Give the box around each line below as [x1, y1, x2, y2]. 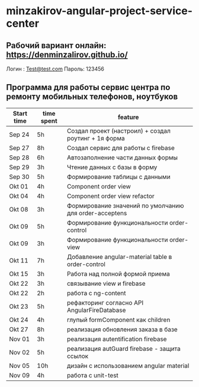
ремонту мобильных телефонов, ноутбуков [6, 92, 178, 102]
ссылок [67, 351, 89, 360]
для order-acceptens [67, 209, 127, 217]
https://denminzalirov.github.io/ [6, 49, 129, 60]
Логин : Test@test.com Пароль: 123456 [6, 65, 105, 72]
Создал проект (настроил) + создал [67, 126, 171, 135]
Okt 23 [9, 302, 28, 311]
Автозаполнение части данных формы [67, 153, 178, 161]
